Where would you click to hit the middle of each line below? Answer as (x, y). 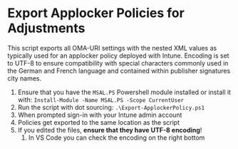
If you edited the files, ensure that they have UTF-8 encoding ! (110, 130)
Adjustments (46, 28)
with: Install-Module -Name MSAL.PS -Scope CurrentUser (100, 99)
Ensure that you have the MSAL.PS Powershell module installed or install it (124, 92)
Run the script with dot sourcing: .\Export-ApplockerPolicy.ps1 (111, 107)
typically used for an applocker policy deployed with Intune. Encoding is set (118, 56)
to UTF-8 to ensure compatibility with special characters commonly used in (118, 63)
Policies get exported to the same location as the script (99, 122)
